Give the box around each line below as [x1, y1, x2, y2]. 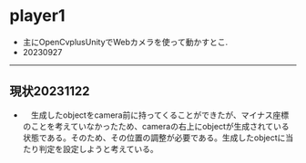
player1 [9, 5, 66, 26]
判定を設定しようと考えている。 [38, 143, 159, 154]
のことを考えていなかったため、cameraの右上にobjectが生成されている [22, 120, 290, 131]
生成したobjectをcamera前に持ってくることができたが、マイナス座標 [30, 110, 290, 120]
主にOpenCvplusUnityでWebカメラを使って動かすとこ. [22, 36, 229, 47]
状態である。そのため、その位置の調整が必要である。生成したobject [22, 132, 278, 143]
